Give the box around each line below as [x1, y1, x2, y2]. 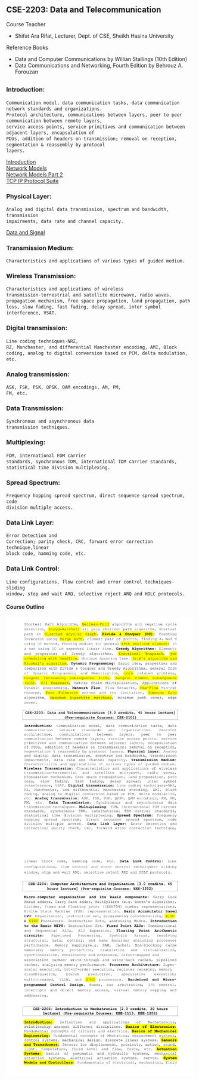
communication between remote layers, [6, 118, 102, 124]
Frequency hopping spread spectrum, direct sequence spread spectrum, [6, 493, 185, 499]
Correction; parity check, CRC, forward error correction [6, 539, 153, 545]
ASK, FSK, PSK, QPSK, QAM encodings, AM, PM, [6, 384, 121, 390]
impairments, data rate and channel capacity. [6, 218, 124, 224]
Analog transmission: [6, 370, 70, 378]
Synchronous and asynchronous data [6, 419, 95, 425]
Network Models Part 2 [6, 170, 64, 178]
